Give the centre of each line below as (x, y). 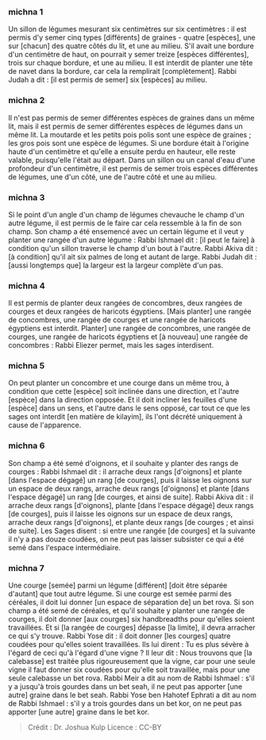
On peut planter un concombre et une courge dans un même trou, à (119, 383)
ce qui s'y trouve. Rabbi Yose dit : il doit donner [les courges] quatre (120, 636)
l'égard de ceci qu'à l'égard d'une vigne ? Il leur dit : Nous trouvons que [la (130, 653)
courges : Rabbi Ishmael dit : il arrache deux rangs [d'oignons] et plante (125, 472)
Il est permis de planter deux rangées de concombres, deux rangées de (125, 303)
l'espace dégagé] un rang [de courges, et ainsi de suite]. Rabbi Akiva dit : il (131, 497)
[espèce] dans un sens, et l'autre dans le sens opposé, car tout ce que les (129, 408)
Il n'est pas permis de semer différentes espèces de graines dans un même (132, 118)
